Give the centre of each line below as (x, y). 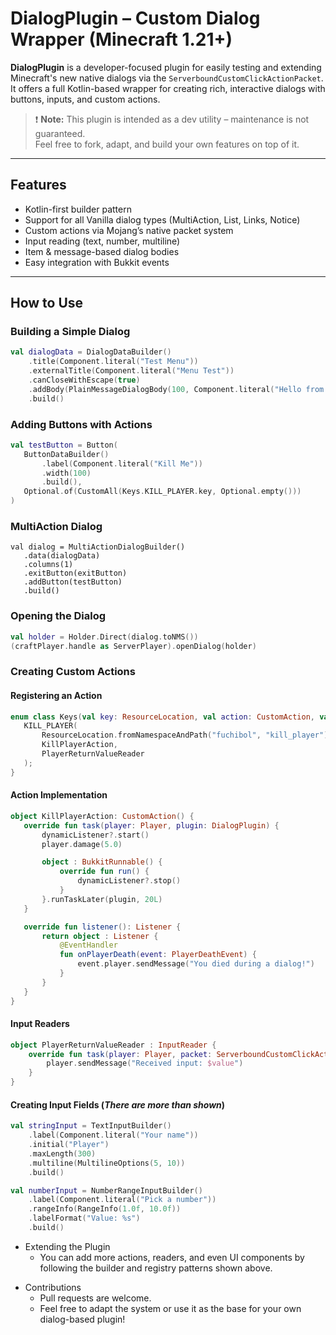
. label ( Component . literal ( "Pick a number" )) (122, 1200)
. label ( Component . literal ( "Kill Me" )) (122, 463)
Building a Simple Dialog (70, 332)
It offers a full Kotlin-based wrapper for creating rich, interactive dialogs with (168, 88)
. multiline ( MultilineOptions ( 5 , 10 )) (107, 1163)
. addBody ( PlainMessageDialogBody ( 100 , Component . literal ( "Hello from (176, 389)
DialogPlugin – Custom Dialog (135, 18)
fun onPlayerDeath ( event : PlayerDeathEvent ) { (158, 955)
